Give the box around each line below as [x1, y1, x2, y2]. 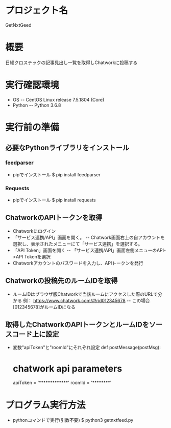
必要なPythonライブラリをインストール [5, 144, 129, 152]
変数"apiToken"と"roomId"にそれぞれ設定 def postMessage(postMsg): [12, 344, 161, 351]
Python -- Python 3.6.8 [12, 102, 61, 108]
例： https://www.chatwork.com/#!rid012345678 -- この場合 [22, 297, 151, 303]
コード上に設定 [12, 330, 59, 338]
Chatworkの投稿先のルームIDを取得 [5, 276, 118, 285]
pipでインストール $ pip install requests [12, 197, 96, 203]
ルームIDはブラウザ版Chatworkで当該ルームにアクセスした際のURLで [12, 291, 158, 297]
